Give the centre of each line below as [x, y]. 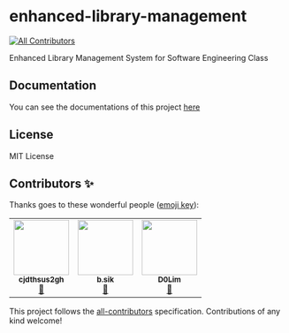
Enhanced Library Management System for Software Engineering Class [139, 57]
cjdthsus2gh [42, 280]
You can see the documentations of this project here [105, 107]
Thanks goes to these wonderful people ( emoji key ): [104, 205]
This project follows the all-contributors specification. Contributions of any [145, 312]
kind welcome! [36, 321]
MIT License [32, 155]
